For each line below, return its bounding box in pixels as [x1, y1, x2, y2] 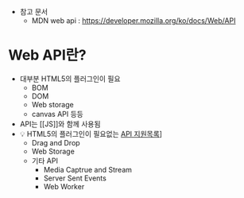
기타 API [31, 156, 58, 165]
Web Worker [43, 181, 85, 191]
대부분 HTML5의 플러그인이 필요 [19, 74, 121, 83]
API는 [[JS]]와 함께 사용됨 [19, 118, 101, 129]
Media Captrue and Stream [43, 165, 133, 174]
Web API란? [8, 46, 87, 64]
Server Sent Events [43, 173, 107, 183]
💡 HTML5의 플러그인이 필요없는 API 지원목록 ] [19, 129, 163, 138]
